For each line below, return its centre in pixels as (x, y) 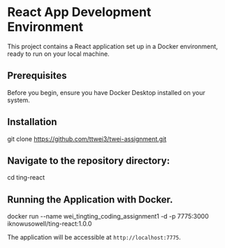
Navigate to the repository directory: (88, 160)
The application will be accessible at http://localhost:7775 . (94, 238)
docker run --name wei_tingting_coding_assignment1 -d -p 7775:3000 (108, 217)
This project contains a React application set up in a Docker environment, (112, 46)
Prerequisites (37, 76)
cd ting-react (26, 177)
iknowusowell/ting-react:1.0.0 (50, 224)
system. (19, 100)
